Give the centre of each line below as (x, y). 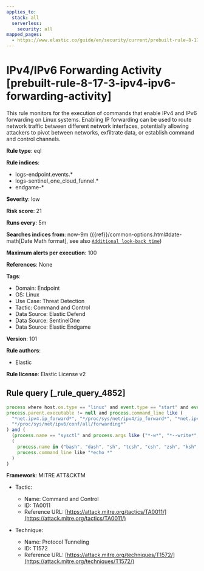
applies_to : (21, 12)
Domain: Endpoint (37, 288)
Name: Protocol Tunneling (56, 542)
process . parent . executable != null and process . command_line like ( (95, 413)
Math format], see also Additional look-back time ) (98, 240)
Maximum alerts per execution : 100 (52, 253)
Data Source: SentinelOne (47, 320)
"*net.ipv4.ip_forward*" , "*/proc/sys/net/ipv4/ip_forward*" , (92, 419)
